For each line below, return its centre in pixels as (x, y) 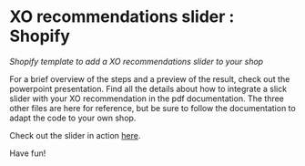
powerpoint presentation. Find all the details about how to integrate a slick (148, 88)
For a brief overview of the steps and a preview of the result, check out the (150, 78)
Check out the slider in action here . (75, 135)
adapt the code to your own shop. (73, 118)
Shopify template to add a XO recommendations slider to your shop (137, 61)
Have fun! (28, 153)
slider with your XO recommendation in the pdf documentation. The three (147, 99)
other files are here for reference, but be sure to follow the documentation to (152, 108)
